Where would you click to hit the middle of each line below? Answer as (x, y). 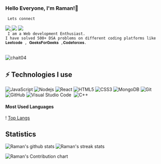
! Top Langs (18, 118)
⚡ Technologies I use (39, 75)
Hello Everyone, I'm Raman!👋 (42, 8)
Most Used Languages (30, 107)
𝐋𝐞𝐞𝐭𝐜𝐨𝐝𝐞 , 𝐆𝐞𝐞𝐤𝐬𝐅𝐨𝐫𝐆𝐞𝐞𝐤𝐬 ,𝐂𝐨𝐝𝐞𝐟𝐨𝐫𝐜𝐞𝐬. (46, 43)
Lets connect (21, 19)
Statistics (21, 134)
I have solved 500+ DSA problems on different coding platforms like (81, 38)
